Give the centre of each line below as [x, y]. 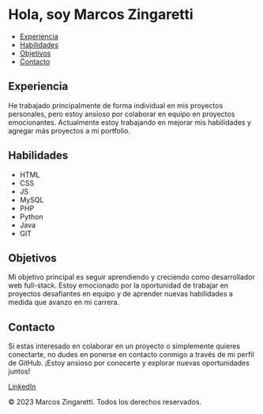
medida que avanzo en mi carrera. [64, 303]
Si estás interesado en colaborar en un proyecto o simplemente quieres [124, 346]
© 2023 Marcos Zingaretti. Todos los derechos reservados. [105, 402]
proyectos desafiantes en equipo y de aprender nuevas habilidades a [120, 294]
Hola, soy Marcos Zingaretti [101, 15]
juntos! [19, 371]
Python [31, 216]
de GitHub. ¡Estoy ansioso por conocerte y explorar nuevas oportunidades [129, 363]
